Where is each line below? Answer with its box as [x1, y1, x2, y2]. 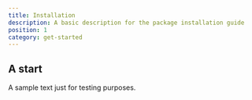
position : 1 [8, 26, 47, 34]
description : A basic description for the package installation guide [8, 19, 245, 27]
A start [8, 62, 43, 75]
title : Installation [8, 11, 76, 20]
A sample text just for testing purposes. [8, 83, 136, 92]
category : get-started [8, 33, 83, 41]
